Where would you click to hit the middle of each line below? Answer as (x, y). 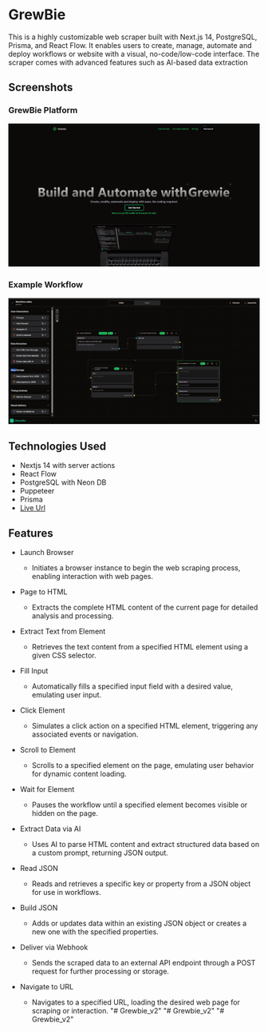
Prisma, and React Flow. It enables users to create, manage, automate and (130, 45)
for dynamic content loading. (79, 774)
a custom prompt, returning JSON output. (100, 853)
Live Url (33, 508)
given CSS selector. (64, 655)
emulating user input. (67, 695)
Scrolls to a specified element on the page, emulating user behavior (143, 765)
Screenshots (41, 88)
